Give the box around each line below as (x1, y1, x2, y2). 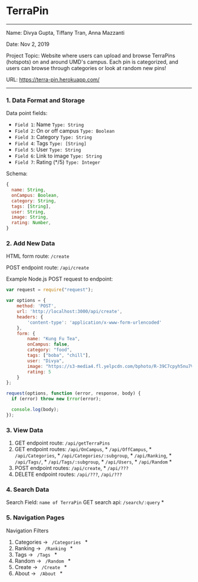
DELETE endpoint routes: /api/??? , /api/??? (14, 471, 123, 478)
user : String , (11, 209, 46, 215)
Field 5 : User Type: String (14, 146, 81, 153)
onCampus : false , (27, 341, 70, 347)
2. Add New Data (6, 239, 55, 248)
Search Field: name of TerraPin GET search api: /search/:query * (6, 499, 164, 506)
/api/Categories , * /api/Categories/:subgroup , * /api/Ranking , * (14, 452, 172, 459)
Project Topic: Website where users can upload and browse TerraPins (6, 52, 176, 59)
